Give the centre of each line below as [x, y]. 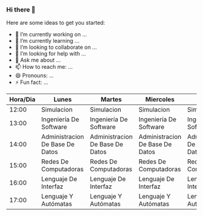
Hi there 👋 [21, 10]
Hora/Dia [22, 100]
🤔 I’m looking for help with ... [50, 54]
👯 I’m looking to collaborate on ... [56, 47]
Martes [111, 100]
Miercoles [160, 100]
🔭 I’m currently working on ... [51, 34]
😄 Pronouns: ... [34, 75]
